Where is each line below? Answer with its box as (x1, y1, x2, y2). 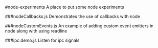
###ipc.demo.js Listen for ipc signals (5, 37, 80, 43)
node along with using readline (5, 28, 68, 33)
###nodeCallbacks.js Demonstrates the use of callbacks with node (5, 14, 140, 19)
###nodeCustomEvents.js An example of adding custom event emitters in (5, 23, 154, 29)
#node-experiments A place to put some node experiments (5, 4, 124, 10)
